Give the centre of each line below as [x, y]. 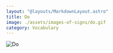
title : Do [18, 17]
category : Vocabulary [32, 28]
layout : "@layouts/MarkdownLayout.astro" [57, 11]
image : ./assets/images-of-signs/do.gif [56, 22]
